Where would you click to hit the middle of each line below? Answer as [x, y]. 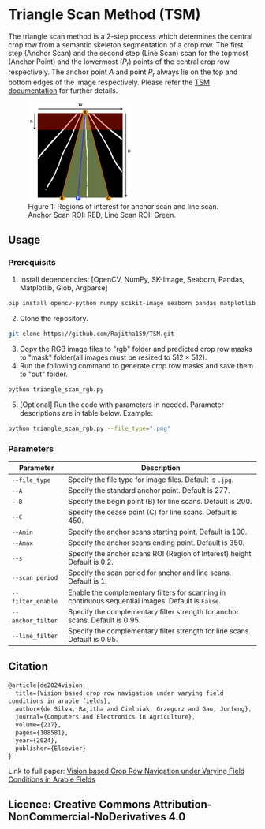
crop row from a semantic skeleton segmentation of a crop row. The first [126, 44]
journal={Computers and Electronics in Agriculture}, [105, 717]
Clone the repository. [54, 318]
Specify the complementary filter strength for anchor [153, 611]
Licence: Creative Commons [80, 804]
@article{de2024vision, [47, 685]
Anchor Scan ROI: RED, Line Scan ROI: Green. [102, 215]
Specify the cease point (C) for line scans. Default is [153, 512]
